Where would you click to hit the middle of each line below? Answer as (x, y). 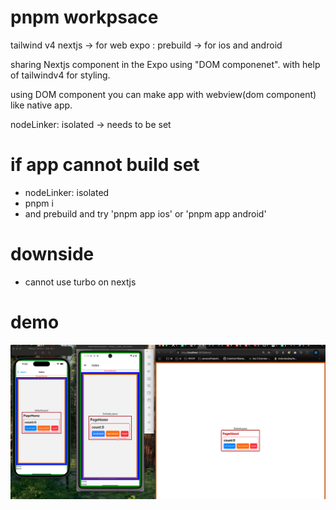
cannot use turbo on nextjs (80, 282)
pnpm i (39, 203)
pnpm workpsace (84, 17)
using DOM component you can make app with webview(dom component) (163, 94)
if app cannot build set (105, 165)
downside (52, 254)
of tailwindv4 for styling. (60, 75)
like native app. (41, 105)
